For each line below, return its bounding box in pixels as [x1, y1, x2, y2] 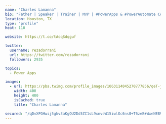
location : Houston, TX [5, 16, 52, 21]
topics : [5, 66, 21, 71]
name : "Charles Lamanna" [5, 7, 56, 12]
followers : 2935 [9, 57, 43, 62]
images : [5, 79, 21, 84]
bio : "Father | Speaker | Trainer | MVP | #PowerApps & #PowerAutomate [5, 12, 156, 17]
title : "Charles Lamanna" [14, 102, 68, 107]
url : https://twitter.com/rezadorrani [9, 52, 90, 57]
